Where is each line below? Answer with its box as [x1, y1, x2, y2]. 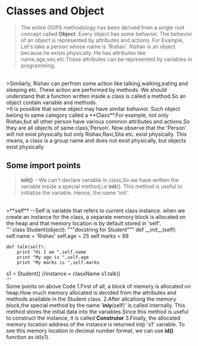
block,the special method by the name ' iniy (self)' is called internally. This [6, 301, 186, 308]
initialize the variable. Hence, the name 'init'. [20, 189, 129, 196]
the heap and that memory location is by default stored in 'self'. [6, 220, 162, 227]
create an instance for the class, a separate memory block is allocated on [6, 213, 186, 220]
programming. [20, 61, 56, 69]
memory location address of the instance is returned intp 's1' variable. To [6, 320, 186, 328]
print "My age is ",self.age [17, 254, 89, 260]
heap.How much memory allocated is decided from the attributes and [6, 289, 177, 296]
